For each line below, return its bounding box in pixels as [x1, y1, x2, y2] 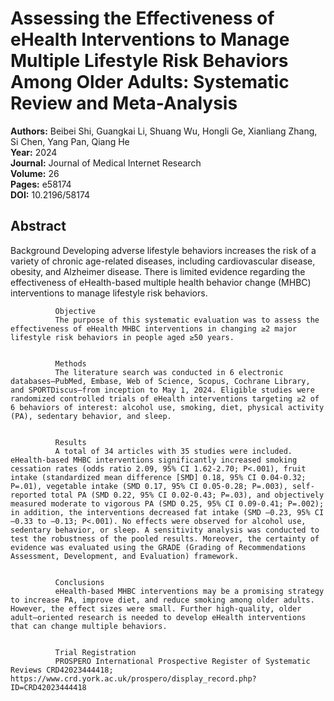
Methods [54, 358, 87, 369]
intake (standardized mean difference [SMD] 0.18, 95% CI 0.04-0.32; [10, 472, 307, 482]
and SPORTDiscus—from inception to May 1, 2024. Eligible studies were [10, 385, 315, 395]
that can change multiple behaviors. [10, 621, 168, 631]
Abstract [10, 218, 67, 235]
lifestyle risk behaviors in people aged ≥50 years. [10, 332, 235, 342]
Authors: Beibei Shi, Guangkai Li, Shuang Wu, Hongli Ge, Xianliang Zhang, [10, 125, 318, 137]
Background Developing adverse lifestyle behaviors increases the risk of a [10, 244, 317, 256]
